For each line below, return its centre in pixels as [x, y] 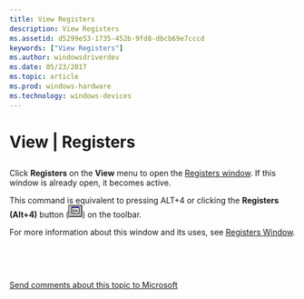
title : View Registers [52, 19]
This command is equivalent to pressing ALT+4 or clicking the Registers [144, 201]
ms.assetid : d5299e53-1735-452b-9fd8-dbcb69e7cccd [107, 38]
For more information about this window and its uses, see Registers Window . [152, 233]
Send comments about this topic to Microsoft [94, 285]
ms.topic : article [44, 77]
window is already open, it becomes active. [90, 183]
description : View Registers [64, 29]
